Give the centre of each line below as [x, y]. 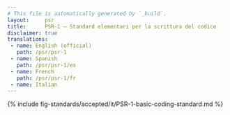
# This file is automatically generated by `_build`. [87, 14]
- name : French [32, 71]
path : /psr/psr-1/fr [46, 78]
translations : [28, 39]
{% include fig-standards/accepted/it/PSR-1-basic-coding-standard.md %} [115, 104]
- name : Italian [34, 85]
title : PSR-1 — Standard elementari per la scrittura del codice [112, 26]
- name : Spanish [34, 59]
